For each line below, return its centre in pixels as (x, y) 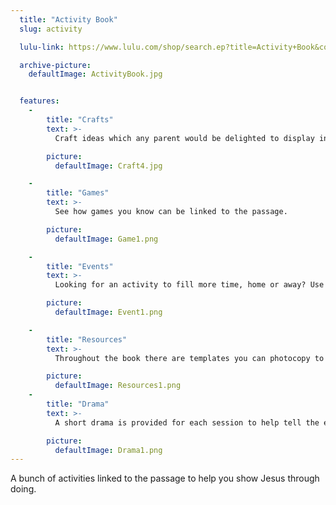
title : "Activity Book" (68, 19)
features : (39, 101)
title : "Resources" (87, 339)
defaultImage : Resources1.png (118, 386)
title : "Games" (78, 193)
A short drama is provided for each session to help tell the (187, 422)
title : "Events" (80, 266)
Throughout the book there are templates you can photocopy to (189, 358)
